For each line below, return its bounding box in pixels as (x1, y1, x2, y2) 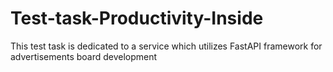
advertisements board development (10, 50, 158, 62)
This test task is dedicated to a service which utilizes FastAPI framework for (10, 40, 323, 52)
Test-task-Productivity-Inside (10, 7, 264, 30)
